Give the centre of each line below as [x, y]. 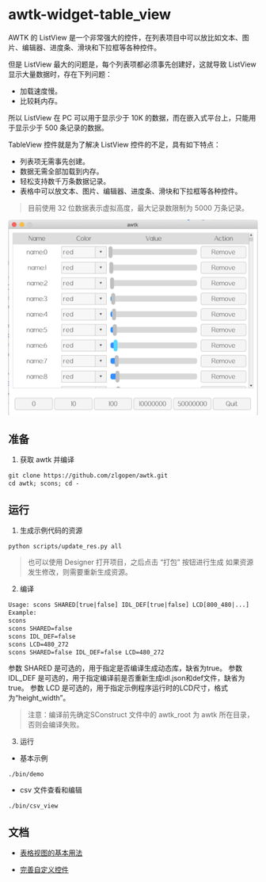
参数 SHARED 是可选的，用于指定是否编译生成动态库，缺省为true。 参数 [125, 668]
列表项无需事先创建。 [54, 161]
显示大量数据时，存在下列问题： [60, 74]
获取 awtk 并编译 [47, 460]
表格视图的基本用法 [51, 853]
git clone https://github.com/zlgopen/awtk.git [88, 476]
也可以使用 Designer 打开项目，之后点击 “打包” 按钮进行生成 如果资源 [141, 562]
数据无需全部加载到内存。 [61, 171]
